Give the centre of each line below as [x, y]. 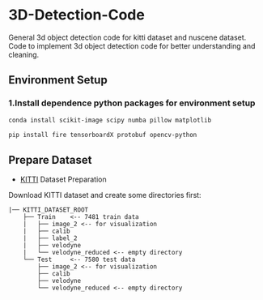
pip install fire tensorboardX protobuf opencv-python [103, 135]
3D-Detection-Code [77, 15]
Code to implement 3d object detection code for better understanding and [132, 45]
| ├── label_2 [51, 238]
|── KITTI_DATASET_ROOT [49, 210]
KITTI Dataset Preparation [63, 179]
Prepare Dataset [50, 160]
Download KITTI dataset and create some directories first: [105, 195]
